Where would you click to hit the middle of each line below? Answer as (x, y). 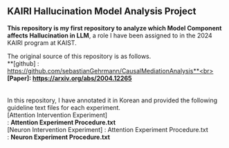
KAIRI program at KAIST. (42, 43)
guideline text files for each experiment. (64, 107)
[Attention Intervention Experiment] (57, 115)
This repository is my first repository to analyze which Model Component (114, 28)
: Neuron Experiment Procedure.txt (59, 137)
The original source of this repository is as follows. (79, 56)
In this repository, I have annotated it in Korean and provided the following (112, 100)
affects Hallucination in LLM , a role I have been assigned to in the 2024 (110, 35)
